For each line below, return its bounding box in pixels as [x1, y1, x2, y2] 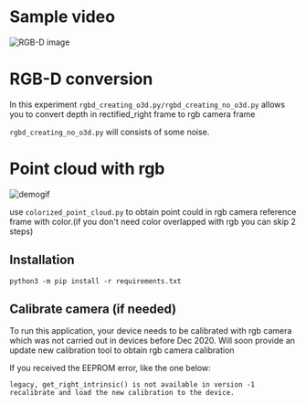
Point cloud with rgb [9, 158, 165, 179]
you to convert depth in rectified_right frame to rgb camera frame [9, 108, 256, 120]
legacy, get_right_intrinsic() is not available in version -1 [9, 380, 256, 389]
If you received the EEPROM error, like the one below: [9, 363, 212, 374]
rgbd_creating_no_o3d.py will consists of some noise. [9, 126, 210, 137]
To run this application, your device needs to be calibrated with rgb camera [9, 325, 292, 336]
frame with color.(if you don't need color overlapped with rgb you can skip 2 [9, 216, 297, 227]
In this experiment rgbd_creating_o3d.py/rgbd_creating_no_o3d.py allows [9, 99, 286, 110]
